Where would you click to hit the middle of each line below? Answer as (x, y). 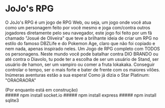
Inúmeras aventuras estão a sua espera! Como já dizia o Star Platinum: (78, 75)
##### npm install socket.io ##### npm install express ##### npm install (81, 95)
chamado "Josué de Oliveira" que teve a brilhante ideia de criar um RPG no (82, 38)
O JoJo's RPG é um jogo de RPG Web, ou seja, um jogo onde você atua (78, 22)
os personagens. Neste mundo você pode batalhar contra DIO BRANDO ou (82, 54)
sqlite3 (12, 100)
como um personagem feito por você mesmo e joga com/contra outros (78, 27)
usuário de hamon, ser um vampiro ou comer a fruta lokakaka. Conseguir (80, 64)
